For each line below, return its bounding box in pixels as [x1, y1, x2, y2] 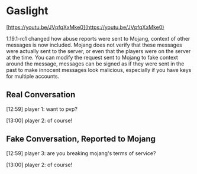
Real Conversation [6, 90, 76, 100]
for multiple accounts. [6, 73, 60, 80]
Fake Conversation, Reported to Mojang [6, 134, 156, 144]
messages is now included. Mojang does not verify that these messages [6, 41, 182, 48]
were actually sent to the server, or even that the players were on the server [6, 47, 191, 54]
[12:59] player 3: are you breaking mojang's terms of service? [6, 149, 156, 157]
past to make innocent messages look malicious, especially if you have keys [6, 66, 192, 73]
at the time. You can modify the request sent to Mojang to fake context [6, 54, 179, 61]
